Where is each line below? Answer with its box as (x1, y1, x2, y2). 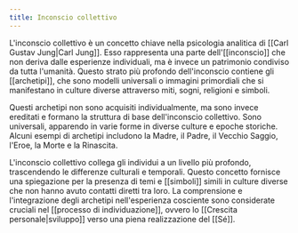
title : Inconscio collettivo (9, 12, 117, 22)
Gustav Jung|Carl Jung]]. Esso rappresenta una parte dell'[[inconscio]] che (9, 46, 286, 58)
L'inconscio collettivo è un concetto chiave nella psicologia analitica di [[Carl (9, 37, 289, 48)
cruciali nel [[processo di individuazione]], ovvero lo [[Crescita (9, 204, 238, 214)
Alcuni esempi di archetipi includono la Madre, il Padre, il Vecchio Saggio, (9, 130, 278, 141)
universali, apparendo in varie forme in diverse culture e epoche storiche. (9, 121, 278, 132)
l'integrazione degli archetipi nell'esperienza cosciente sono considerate (9, 195, 276, 205)
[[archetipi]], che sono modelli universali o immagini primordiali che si (9, 75, 264, 85)
